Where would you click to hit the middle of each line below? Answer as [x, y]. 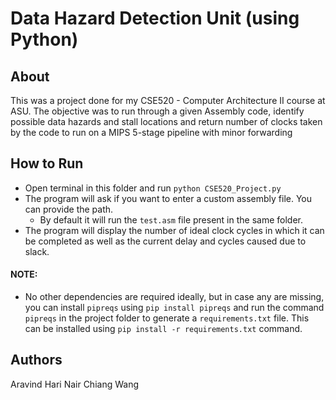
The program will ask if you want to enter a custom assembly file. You [168, 198]
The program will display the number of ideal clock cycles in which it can [174, 230]
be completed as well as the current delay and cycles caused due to [165, 241]
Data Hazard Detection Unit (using [155, 18]
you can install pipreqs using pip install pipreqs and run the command [174, 308]
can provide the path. [69, 209]
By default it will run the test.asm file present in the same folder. [171, 219]
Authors [36, 360]
